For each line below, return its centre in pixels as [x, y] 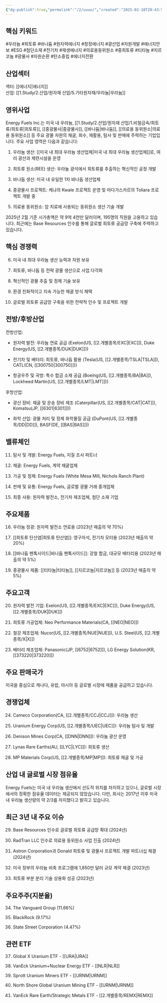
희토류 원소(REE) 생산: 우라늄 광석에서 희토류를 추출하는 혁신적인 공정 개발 [84, 169]
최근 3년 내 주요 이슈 [35, 817]
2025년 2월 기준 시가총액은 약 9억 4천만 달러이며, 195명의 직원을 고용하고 [77, 217]
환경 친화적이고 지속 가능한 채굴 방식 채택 [53, 291]
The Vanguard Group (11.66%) [44, 908]
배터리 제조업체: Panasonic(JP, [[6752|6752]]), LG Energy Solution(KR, [84, 650]
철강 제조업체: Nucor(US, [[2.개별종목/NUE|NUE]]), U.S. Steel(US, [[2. [82, 633]
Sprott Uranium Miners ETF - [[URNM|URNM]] [60, 975]
